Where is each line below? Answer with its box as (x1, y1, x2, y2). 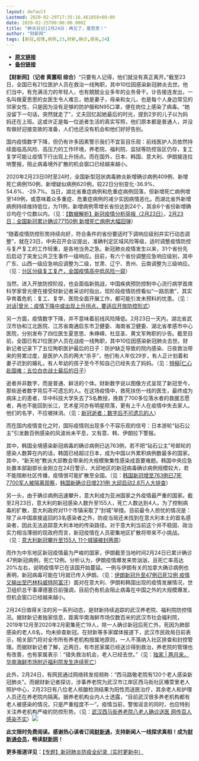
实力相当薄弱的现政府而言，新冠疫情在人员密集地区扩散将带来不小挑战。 (6, 529, 182, 536)
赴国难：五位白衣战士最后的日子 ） (6, 367, 89, 374)
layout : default (6, 8, 46, 15)
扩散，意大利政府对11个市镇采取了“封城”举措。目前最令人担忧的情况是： (16, 507, 191, 514)
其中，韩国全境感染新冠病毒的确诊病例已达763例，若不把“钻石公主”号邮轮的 (6, 442, 191, 449)
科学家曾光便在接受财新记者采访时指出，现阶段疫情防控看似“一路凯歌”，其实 (6, 288, 192, 294)
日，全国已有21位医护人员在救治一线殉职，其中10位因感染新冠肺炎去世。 (6, 81, 183, 88)
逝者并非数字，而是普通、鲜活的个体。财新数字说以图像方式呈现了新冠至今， (6, 380, 193, 386)
